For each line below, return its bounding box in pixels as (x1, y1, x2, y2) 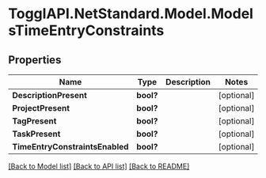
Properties (8, 53, 62, 66)
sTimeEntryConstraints (8, 21, 165, 40)
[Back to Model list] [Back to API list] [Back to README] (8, 161, 190, 171)
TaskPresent (12, 128, 61, 139)
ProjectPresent (12, 103, 70, 113)
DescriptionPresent (12, 90, 87, 100)
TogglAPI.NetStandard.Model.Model (8, 5, 253, 23)
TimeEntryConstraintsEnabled (12, 142, 129, 152)
